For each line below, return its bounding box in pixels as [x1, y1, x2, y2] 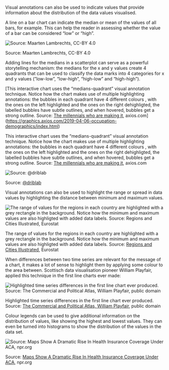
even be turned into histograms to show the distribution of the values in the [5, 323, 161, 330]
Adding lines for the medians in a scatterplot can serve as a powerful [5, 60, 149, 65]
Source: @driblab [5, 180, 42, 185]
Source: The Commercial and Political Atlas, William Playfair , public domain [5, 303, 161, 309]
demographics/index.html [5, 124, 59, 129]
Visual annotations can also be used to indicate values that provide [5, 5, 145, 10]
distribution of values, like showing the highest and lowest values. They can [5, 318, 162, 324]
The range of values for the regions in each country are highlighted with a [5, 230, 158, 236]
